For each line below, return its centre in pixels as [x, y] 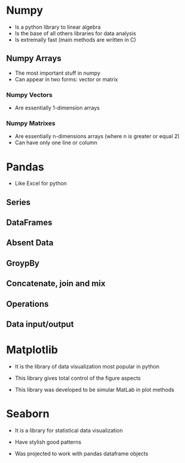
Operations [27, 304]
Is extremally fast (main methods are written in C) [75, 39]
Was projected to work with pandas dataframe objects [81, 453]
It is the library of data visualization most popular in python [87, 366]
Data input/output [40, 325]
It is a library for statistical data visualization [69, 430]
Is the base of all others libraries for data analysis [75, 33]
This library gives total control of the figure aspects [78, 378]
